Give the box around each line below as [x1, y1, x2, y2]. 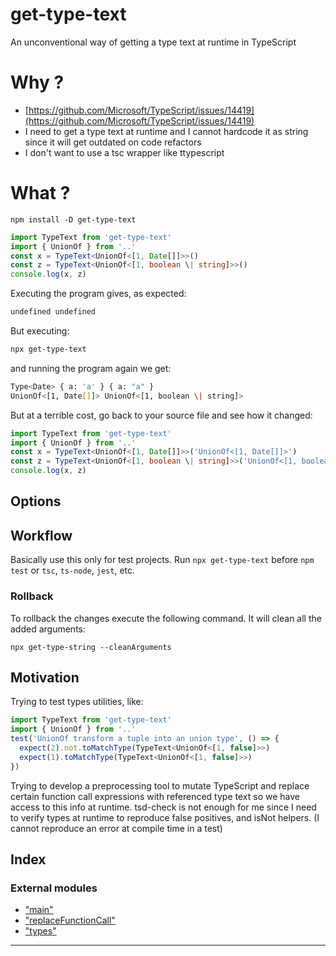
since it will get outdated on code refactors [24, 136, 202, 148]
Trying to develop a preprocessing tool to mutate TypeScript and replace [10, 779, 310, 792]
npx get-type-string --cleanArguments [10, 642, 172, 652]
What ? [10, 182, 71, 205]
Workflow [10, 527, 73, 544]
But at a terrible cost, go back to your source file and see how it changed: [10, 409, 313, 421]
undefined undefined [10, 307, 97, 317]
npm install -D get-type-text [10, 214, 137, 225]
